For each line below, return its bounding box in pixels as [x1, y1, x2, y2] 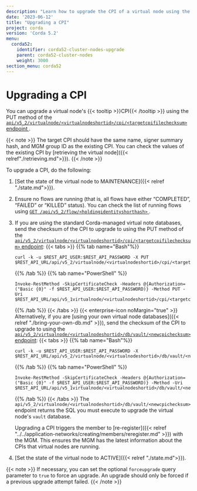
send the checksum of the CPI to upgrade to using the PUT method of [14, 226, 184, 233]
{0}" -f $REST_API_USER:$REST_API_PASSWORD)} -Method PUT [36, 287, 181, 292]
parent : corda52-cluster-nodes [16, 52, 93, 58]
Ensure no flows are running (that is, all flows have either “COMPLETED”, [14, 196, 191, 203]
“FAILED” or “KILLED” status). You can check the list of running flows [14, 202, 182, 209]
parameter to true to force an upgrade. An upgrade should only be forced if [6, 472, 189, 479]
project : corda [6, 25, 43, 31]
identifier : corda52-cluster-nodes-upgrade [16, 47, 125, 53]
